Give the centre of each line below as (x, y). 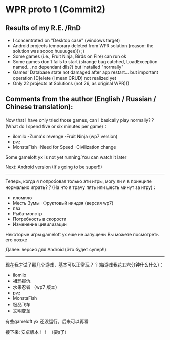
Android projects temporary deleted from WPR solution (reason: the (83, 46)
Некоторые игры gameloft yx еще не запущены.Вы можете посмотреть (82, 234)
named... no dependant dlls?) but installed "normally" (68, 67)
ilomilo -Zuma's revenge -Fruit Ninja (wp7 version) (65, 136)
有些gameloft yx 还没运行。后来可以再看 (47, 321)
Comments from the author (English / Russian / (81, 99)
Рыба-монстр (27, 213)
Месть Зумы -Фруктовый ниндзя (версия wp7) (63, 203)
